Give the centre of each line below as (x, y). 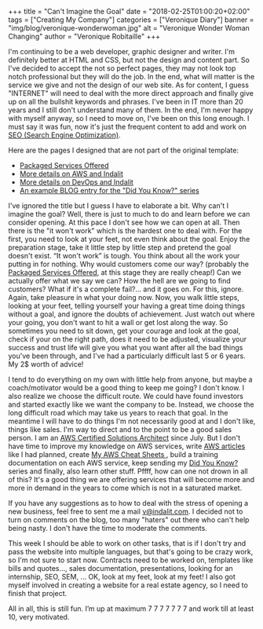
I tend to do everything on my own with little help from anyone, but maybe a (130, 379)
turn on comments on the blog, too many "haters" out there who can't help (129, 520)
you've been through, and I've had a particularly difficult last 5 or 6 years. (127, 356)
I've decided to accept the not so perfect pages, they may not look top (122, 68)
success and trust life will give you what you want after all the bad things (126, 347)
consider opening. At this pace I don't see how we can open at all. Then (124, 222)
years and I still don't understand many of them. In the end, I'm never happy (131, 110)
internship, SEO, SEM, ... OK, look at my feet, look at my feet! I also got (122, 577)
